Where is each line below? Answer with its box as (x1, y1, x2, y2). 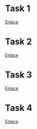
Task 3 (5, 69, 32, 80)
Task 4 (5, 103, 33, 113)
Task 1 (5, 3, 30, 14)
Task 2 (5, 36, 32, 47)
